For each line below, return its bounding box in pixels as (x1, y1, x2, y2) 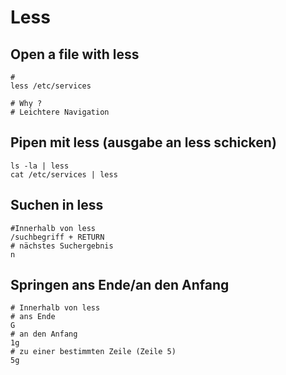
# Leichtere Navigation (10, 107, 110, 117)
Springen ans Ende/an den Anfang (10, 277, 230, 294)
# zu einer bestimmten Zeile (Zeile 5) (10, 347, 177, 357)
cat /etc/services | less (10, 169, 118, 180)
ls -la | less (10, 161, 70, 171)
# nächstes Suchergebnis (10, 241, 114, 251)
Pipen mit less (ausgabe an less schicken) (10, 134, 277, 151)
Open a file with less (10, 46, 140, 63)
